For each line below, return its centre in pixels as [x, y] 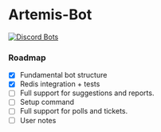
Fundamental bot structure [63, 75]
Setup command [47, 102]
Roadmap [27, 58]
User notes [38, 120]
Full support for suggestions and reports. [87, 93]
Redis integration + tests [60, 84]
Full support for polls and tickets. [74, 111]
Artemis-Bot [50, 15]
